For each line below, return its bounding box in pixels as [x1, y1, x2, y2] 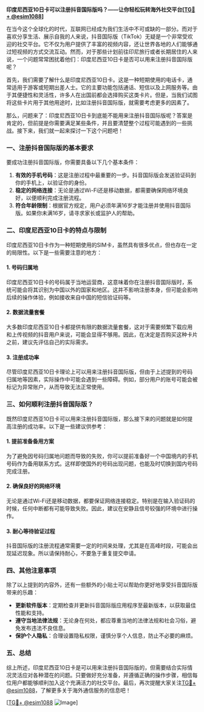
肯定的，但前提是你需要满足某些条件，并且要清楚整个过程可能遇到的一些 [6, 120, 187, 126]
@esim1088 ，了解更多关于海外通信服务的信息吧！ [6, 686, 132, 694]
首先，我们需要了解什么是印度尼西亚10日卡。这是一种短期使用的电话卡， [6, 76, 188, 83]
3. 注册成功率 [6, 354, 39, 361]
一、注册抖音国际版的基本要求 [6, 143, 94, 152]
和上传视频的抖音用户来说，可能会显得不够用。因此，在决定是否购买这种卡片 [6, 331, 198, 338]
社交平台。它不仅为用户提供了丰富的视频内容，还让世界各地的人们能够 [16, 41, 192, 47]
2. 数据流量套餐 [6, 309, 45, 316]
